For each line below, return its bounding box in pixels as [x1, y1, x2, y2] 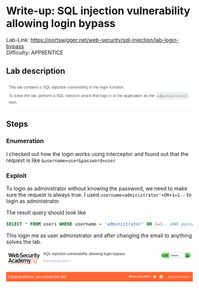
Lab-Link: [6, 36, 30, 43]
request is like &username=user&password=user [6, 156, 116, 164]
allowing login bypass [6, 17, 116, 30]
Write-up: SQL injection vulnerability [6, 4, 191, 18]
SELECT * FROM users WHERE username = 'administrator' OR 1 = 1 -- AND [6, 221, 179, 227]
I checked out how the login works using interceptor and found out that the [6, 150, 189, 158]
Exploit [6, 171, 27, 180]
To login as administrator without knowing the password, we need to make [6, 185, 188, 192]
